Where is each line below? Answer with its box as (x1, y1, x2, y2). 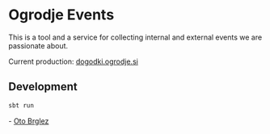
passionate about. (8, 40, 69, 50)
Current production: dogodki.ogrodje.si (8, 57, 139, 66)
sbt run (8, 101, 35, 110)
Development (8, 80, 78, 94)
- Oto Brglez (8, 115, 49, 126)
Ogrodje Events (8, 6, 115, 24)
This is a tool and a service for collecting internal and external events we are (8, 32, 263, 42)
